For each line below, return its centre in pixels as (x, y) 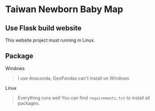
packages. (29, 103)
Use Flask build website (44, 28)
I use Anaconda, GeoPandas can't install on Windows (73, 78)
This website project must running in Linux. (50, 40)
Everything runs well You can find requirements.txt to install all (84, 98)
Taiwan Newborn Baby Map (64, 9)
